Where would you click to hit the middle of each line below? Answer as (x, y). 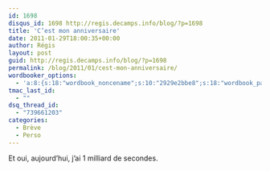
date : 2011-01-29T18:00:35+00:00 (64, 38)
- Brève (29, 128)
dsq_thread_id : (34, 105)
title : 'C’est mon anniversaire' (64, 31)
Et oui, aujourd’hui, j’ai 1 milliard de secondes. (83, 158)
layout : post (30, 53)
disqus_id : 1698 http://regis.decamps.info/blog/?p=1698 (106, 23)
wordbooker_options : (43, 75)
